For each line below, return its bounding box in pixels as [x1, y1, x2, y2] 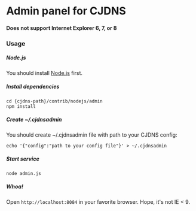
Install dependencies [6, 83, 60, 91]
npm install [6, 103, 36, 109]
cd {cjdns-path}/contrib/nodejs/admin [6, 98, 103, 104]
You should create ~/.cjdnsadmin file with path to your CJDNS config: [6, 131, 177, 138]
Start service [6, 155, 40, 162]
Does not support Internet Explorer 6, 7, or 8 [6, 24, 117, 31]
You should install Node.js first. [6, 69, 82, 76]
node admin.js [6, 170, 42, 176]
